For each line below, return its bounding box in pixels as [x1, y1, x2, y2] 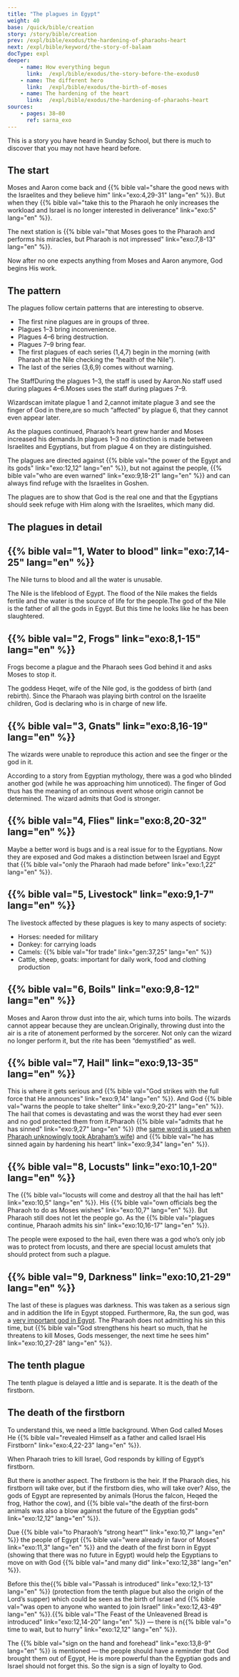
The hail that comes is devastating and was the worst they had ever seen [7, 1110, 223, 1118]
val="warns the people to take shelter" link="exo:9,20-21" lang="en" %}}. [7, 1102, 224, 1110]
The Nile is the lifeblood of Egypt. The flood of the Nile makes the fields [7, 589, 218, 598]
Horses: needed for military [17, 932, 98, 941]
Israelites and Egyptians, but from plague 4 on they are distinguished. [7, 442, 212, 451]
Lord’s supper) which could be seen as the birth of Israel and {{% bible [7, 1594, 215, 1603]
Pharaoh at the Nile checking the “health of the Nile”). [17, 355, 176, 364]
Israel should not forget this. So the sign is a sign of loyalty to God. [7, 1661, 203, 1670]
